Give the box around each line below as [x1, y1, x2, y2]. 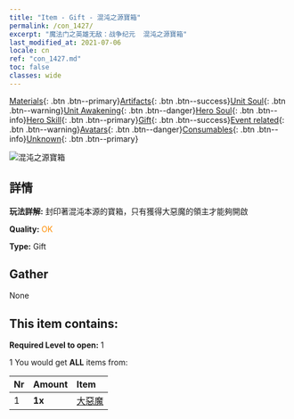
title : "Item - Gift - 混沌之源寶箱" [9, 12, 142, 22]
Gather [9, 267, 49, 282]
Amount [32, 378, 69, 390]
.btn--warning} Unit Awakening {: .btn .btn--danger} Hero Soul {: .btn [9, 104, 255, 116]
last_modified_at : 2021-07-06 [9, 37, 122, 47]
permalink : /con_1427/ [9, 21, 94, 30]
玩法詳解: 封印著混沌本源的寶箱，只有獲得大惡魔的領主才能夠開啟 [9, 206, 249, 217]
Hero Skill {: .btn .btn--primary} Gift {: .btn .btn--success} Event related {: [26, 114, 285, 125]
